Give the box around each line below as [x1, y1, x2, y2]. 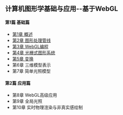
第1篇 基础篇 [5, 19, 30, 25]
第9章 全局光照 [12, 98, 43, 104]
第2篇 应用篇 [5, 80, 31, 86]
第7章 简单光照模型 [12, 68, 51, 74]
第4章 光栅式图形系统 [12, 50, 56, 56]
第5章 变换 [12, 56, 34, 61]
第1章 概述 [12, 31, 33, 37]
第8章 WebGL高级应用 [12, 92, 58, 98]
